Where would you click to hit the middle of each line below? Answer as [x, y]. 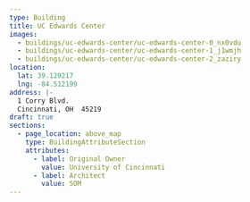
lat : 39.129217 [46, 76]
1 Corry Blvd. [43, 101]
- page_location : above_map [70, 134]
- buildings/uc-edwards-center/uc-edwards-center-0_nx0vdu [129, 42]
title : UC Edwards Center [57, 26]
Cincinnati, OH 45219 [59, 109]
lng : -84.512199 [47, 84]
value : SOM [62, 184]
